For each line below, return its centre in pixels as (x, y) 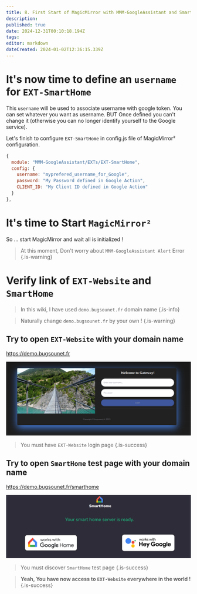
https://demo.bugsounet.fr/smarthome (53, 486)
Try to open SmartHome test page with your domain (98, 463)
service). (17, 127)
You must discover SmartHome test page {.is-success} (84, 568)
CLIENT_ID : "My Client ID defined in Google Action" (82, 187)
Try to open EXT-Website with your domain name (95, 339)
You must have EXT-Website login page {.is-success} (84, 445)
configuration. (23, 145)
